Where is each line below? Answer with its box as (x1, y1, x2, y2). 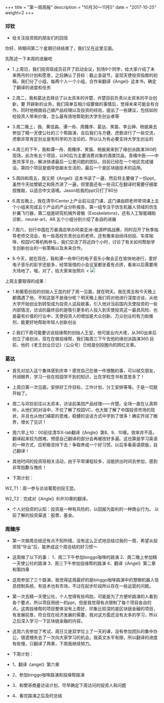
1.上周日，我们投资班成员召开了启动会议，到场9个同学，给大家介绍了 (12, 66, 151, 72)
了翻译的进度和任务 (12, 85, 51, 91)
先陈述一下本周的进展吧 (5, 56, 52, 62)
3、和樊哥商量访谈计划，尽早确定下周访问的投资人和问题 (12, 682, 126, 688)
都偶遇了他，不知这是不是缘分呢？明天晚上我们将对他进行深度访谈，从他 (12, 295, 158, 301)
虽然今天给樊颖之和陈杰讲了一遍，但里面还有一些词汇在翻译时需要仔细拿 (12, 181, 158, 187)
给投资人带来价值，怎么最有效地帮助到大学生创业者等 (12, 113, 120, 119)
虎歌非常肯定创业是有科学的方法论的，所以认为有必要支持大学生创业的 (12, 136, 154, 142)
